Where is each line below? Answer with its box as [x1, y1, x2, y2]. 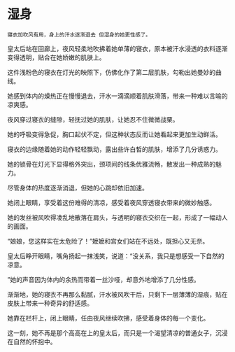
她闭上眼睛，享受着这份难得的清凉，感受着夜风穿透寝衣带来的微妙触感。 [7, 198, 215, 206]
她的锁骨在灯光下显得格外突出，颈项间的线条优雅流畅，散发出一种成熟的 [7, 160, 215, 168]
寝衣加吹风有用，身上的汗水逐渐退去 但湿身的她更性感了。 [7, 31, 152, 38]
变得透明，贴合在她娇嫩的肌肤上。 [7, 53, 106, 62]
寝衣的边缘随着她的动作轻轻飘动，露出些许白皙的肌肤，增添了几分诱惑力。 [7, 145, 222, 153]
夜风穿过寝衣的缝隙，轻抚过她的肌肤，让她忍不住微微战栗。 [7, 115, 179, 123]
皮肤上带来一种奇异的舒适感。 [7, 299, 93, 307]
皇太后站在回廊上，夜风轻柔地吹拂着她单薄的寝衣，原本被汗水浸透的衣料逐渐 [7, 44, 228, 52]
